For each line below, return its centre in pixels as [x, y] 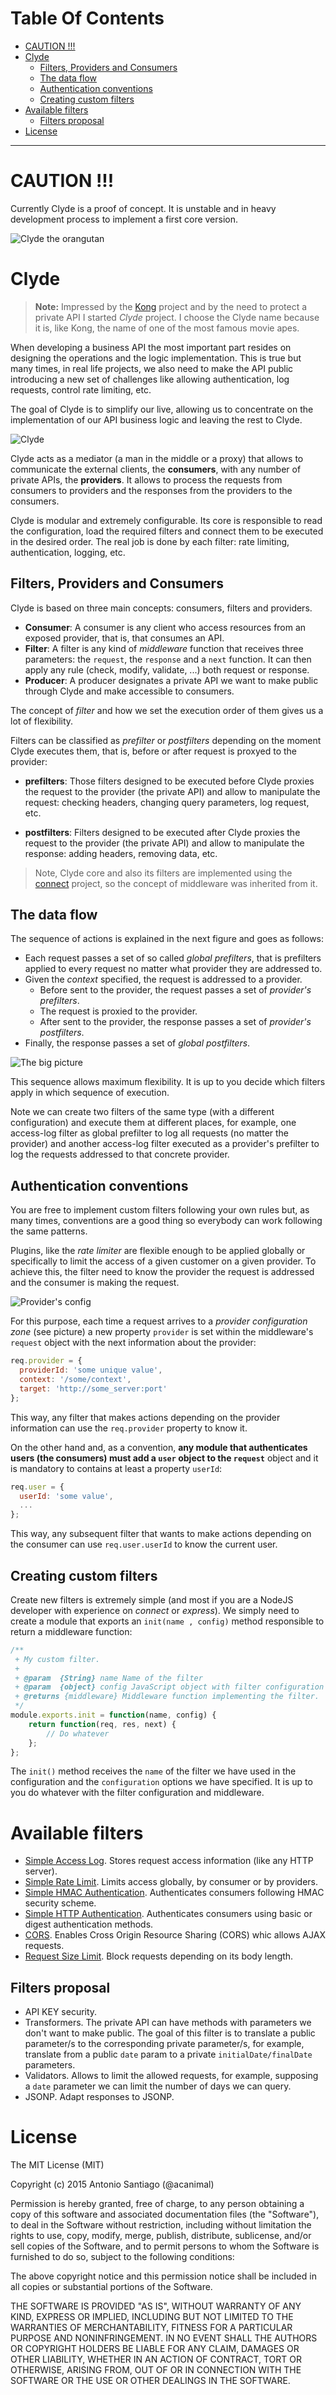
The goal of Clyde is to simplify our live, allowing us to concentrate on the [162, 409]
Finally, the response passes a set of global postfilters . [137, 1043]
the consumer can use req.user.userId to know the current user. [144, 1544]
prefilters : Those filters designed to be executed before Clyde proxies [169, 781]
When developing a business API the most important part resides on [151, 347]
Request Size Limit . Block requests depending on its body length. [159, 1956]
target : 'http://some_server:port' [93, 1388]
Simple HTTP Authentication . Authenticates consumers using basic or [168, 1914]
